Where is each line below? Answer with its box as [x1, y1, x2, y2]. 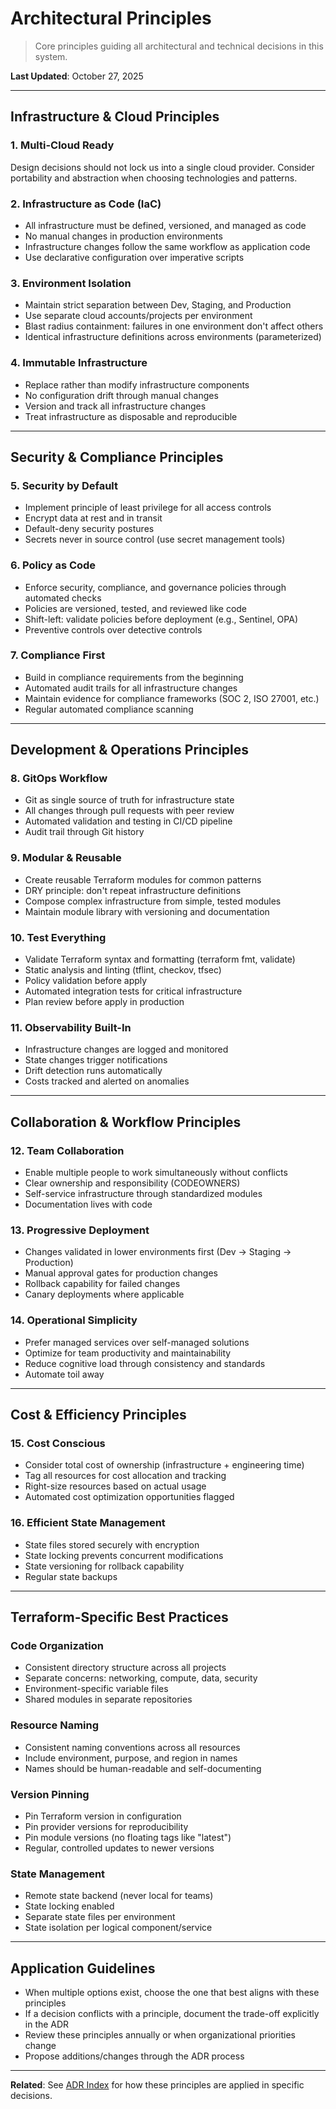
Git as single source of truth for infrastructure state [24, 794, 235, 806]
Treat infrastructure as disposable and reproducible [24, 410, 238, 422]
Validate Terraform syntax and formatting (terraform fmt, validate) [24, 953, 296, 966]
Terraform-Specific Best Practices [10, 1609, 229, 1626]
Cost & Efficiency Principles [10, 1407, 187, 1424]
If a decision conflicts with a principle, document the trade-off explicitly [24, 2008, 320, 2020]
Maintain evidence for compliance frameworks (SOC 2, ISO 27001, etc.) [24, 692, 320, 704]
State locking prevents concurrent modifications [24, 1549, 224, 1561]
